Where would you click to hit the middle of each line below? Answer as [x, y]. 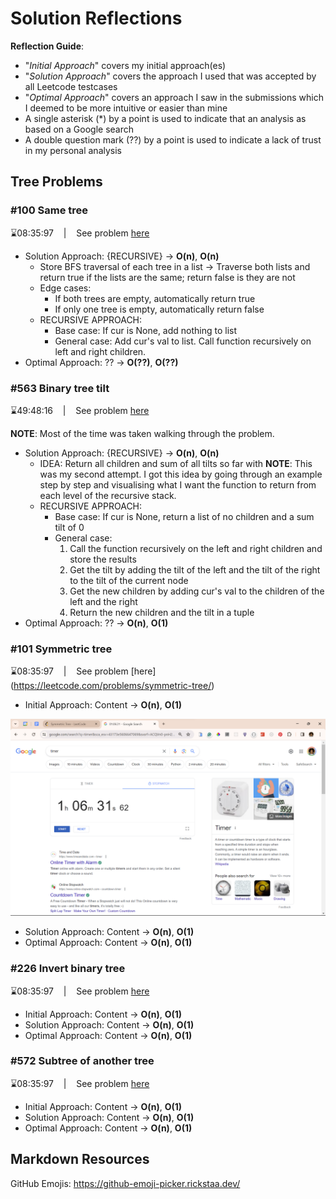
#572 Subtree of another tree [82, 1061]
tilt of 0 [69, 527]
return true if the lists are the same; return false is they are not [167, 277]
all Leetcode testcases [71, 86]
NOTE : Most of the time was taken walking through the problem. [142, 433]
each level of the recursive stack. [108, 495]
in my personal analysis [73, 150]
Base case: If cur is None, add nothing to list [146, 330]
